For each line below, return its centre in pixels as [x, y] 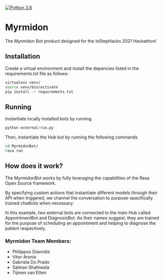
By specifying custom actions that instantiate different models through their [82, 193]
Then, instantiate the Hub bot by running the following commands [71, 137]
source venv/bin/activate [31, 87]
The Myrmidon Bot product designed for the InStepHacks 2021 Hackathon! [81, 41]
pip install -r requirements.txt [39, 92]
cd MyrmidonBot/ [22, 146]
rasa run [14, 151]
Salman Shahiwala [31, 267]
